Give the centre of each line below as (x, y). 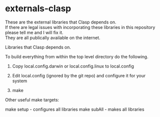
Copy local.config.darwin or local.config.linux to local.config (73, 66)
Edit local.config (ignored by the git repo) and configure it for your (79, 75)
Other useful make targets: (32, 100)
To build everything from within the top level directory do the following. (77, 56)
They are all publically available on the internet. (53, 38)
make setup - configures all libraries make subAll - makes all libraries (75, 109)
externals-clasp (38, 9)
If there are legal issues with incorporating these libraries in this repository (80, 27)
